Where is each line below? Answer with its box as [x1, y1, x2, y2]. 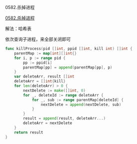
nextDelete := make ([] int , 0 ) [23, 88, 86, 93]
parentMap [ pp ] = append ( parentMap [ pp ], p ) [23, 64, 113, 70]
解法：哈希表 [5, 25, 31, 31]
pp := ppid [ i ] [23, 60, 52, 65]
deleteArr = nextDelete [23, 120, 72, 125]
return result [14, 129, 43, 135]
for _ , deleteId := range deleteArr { [23, 92, 104, 97]
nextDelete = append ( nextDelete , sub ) [40, 102, 122, 107]
